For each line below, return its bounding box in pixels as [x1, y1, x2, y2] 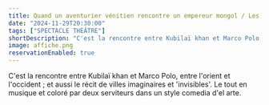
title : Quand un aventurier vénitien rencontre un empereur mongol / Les [8, 11, 260, 20]
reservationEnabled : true [8, 49, 94, 57]
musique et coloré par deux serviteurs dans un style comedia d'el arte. [8, 88, 242, 97]
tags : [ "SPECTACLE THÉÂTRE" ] [8, 26, 106, 34]
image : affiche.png [8, 42, 74, 50]
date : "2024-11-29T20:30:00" [8, 19, 106, 27]
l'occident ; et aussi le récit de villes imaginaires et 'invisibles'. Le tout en [8, 79, 248, 89]
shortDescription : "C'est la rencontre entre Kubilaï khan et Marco [8, 34, 242, 42]
